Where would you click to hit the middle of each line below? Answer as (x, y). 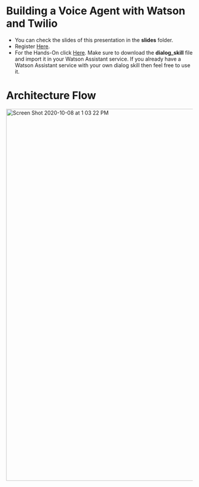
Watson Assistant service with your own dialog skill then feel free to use (102, 65)
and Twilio (32, 23)
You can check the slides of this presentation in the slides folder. (94, 40)
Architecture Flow (51, 96)
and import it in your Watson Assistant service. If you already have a (98, 59)
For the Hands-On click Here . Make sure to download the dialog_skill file (104, 52)
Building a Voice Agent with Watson (96, 11)
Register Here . (32, 46)
